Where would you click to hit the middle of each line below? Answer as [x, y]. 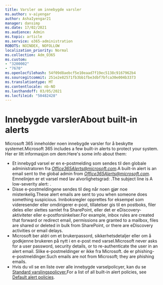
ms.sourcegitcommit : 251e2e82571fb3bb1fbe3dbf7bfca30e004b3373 [71, 77]
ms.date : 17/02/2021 [26, 28]
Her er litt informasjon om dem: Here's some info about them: [66, 154]
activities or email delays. [37, 231]
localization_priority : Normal [37, 50]
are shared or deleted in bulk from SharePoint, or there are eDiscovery [82, 226]
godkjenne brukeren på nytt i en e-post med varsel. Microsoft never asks [84, 241]
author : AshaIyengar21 [28, 19]
